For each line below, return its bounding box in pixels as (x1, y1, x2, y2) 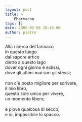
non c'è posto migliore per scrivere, (5, 80, 78, 86)
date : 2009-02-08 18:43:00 (5, 26, 61, 30)
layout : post (5, 7, 32, 12)
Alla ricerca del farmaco (5, 44, 54, 49)
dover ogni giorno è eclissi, (5, 64, 60, 70)
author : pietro (5, 30, 37, 35)
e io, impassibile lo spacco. (5, 112, 60, 117)
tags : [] (5, 21, 23, 26)
